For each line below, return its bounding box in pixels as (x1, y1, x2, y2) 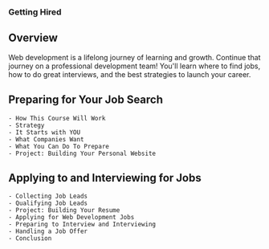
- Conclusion (8, 235, 52, 243)
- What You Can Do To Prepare (8, 142, 110, 150)
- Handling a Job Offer (8, 227, 88, 235)
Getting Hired (8, 6, 62, 18)
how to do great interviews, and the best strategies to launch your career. (8, 69, 251, 79)
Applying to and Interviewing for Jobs (8, 171, 202, 185)
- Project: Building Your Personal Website (8, 149, 157, 157)
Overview (8, 31, 59, 45)
